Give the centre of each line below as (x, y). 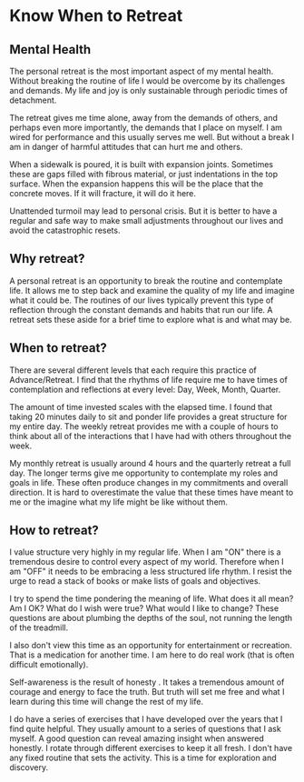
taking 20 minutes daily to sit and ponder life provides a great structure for (148, 416)
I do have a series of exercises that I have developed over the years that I (146, 719)
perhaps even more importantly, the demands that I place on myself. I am (146, 127)
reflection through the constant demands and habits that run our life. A (141, 309)
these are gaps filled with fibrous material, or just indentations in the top (144, 174)
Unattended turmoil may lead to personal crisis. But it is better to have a (143, 211)
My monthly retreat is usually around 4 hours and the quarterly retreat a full (150, 463)
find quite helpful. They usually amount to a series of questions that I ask (145, 729)
